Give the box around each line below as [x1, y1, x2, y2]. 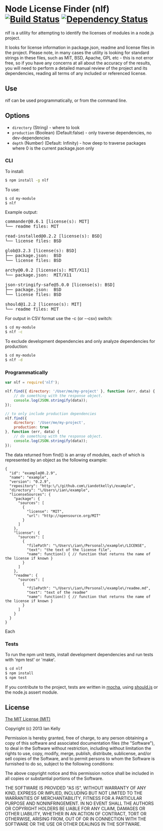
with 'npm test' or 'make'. [5, 657, 56, 662]
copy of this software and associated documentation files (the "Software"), [5, 740, 155, 746]
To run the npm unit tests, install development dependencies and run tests [5, 651, 154, 657]
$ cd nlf [5, 666, 23, 671]
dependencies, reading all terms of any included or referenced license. [5, 70, 147, 76]
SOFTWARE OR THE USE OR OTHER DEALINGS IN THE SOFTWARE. [5, 821, 141, 827]
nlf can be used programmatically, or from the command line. [5, 97, 128, 103]
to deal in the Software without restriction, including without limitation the [5, 745, 151, 751]
